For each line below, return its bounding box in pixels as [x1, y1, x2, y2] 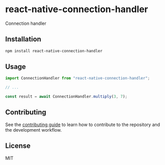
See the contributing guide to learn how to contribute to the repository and [5, 121, 160, 128]
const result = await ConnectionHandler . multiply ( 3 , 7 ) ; [5, 94, 128, 99]
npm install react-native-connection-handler [5, 48, 102, 54]
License [5, 142, 31, 150]
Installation [5, 35, 41, 44]
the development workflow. [5, 127, 62, 133]
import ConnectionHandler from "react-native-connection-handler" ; [5, 76, 150, 81]
